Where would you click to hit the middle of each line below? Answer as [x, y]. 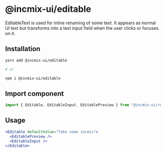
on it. [10, 33]
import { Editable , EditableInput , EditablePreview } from [67, 105]
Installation [23, 49]
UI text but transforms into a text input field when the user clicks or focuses [82, 28]
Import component [35, 93]
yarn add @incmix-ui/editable [36, 60]
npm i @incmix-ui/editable [33, 78]
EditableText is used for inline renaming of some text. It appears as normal [81, 23]
